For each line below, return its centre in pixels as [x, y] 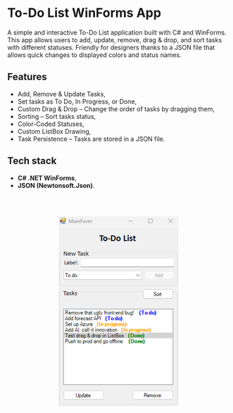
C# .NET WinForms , [47, 178]
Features [27, 77]
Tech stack [32, 161]
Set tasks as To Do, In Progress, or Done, [77, 101]
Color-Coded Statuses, [51, 124]
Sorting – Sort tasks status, [57, 116]
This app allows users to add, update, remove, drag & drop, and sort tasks [115, 39]
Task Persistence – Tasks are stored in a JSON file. [91, 139]
